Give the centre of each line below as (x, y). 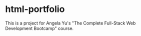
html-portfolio (35, 9)
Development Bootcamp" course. (39, 28)
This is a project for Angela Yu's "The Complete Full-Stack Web (70, 23)
